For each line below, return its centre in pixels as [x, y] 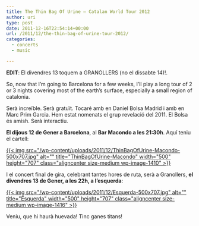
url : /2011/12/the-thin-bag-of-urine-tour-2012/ [67, 34]
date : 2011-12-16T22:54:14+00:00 [48, 28]
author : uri [21, 17]
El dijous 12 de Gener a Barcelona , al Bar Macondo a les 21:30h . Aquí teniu [99, 132]
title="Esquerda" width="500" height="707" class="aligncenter [84, 198]
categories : [21, 39]
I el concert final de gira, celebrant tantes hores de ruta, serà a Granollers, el [100, 174]
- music [21, 51]
